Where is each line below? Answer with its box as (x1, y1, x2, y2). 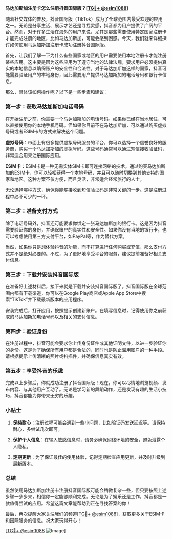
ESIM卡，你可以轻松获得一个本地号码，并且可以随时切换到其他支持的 (14, 169, 160, 176)
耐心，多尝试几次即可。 (12, 426, 62, 432)
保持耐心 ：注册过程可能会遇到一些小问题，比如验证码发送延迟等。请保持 (12, 419, 165, 426)
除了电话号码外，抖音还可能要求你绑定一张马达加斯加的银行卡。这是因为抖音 (5, 220, 167, 226)
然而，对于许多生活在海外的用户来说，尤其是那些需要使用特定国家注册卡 (14, 29, 167, 35)
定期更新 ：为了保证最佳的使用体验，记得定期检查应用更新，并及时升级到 (12, 454, 165, 460)
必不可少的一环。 (14, 194, 50, 200)
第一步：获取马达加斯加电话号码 (5, 103, 84, 110)
